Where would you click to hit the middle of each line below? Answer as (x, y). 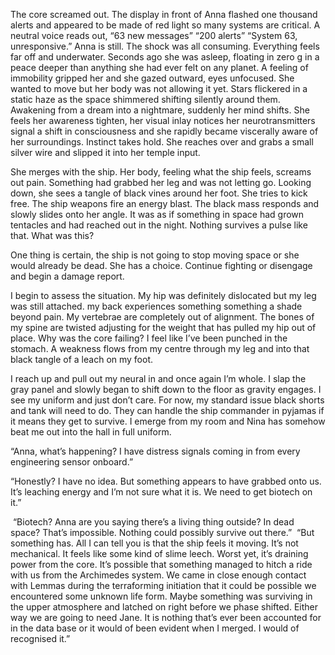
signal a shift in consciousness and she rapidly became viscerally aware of (164, 131)
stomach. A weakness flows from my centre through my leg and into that (160, 348)
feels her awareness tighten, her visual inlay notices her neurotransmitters (163, 120)
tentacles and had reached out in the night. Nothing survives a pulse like (159, 225)
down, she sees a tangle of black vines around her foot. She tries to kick (159, 193)
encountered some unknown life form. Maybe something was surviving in (161, 596)
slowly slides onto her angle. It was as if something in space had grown (157, 214)
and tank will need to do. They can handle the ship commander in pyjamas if (167, 410)
